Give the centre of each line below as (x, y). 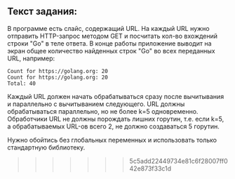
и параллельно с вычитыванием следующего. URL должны (96, 104)
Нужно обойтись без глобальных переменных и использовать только (112, 140)
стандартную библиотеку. (46, 147)
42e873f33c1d (150, 168)
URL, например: (31, 58)
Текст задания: (42, 12)
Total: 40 (22, 84)
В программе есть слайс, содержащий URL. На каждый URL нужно (108, 28)
